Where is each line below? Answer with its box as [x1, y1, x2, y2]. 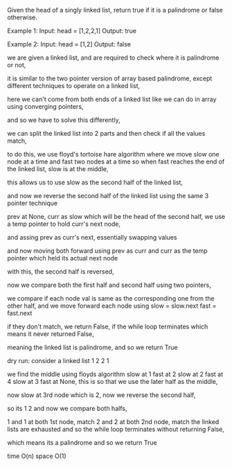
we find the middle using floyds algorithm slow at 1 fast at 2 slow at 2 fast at [7, 370, 224, 378]
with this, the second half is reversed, [7, 267, 114, 276]
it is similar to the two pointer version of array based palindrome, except [7, 74, 213, 82]
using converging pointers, [7, 103, 84, 110]
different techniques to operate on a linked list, [7, 82, 141, 89]
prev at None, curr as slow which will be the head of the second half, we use [7, 213, 226, 220]
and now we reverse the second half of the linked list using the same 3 [7, 192, 209, 200]
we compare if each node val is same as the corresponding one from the [7, 294, 215, 302]
